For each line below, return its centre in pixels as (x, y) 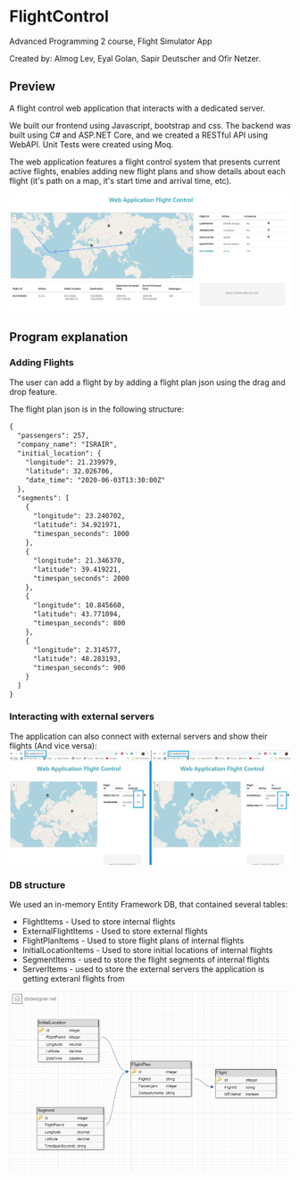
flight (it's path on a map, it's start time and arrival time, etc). (121, 180)
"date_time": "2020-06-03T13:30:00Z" (96, 480)
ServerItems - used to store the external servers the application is (143, 969)
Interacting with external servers (82, 716)
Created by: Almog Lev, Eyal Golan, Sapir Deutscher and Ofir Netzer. (135, 58)
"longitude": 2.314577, (77, 649)
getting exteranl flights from (73, 979)
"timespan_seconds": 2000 (81, 578)
